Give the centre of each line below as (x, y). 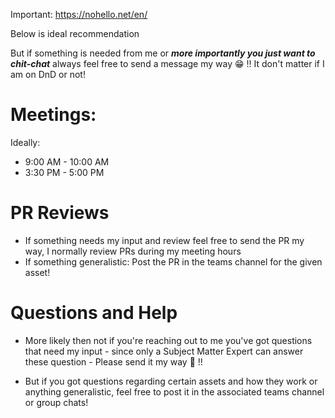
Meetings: (53, 115)
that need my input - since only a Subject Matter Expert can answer (164, 351)
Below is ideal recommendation (75, 33)
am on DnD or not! (48, 74)
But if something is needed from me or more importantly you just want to (163, 53)
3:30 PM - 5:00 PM (64, 172)
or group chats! (56, 402)
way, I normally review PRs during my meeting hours (133, 251)
